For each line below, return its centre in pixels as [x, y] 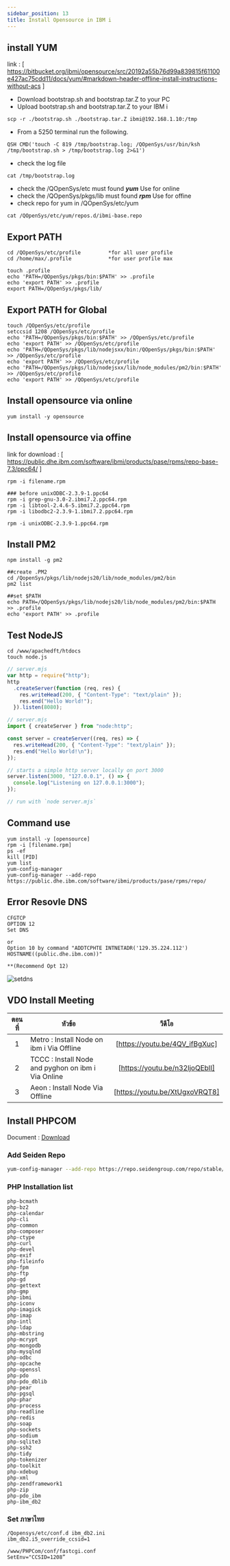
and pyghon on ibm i [63, 1068]
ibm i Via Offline [55, 1048]
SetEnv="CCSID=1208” [37, 1557]
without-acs [24, 86]
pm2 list [20, 585]
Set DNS [18, 930]
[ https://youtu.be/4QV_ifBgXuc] [166, 1044]
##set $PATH [24, 596]
